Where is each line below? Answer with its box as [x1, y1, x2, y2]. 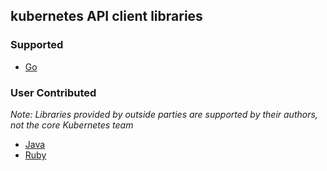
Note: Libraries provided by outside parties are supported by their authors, [10, 108, 318, 120]
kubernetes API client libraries [10, 8, 203, 25]
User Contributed [10, 85, 97, 99]
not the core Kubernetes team [10, 119, 134, 131]
